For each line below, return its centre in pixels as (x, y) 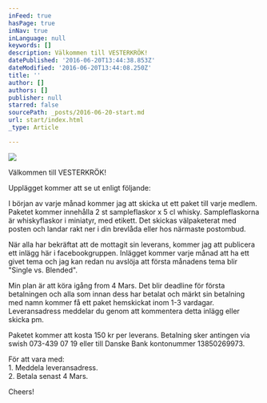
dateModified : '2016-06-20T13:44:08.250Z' (80, 68)
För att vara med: (37, 359)
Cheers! (21, 391)
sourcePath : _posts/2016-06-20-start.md (77, 113)
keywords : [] (30, 46)
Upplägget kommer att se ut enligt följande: (80, 187)
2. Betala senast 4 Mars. (48, 376)
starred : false (34, 105)
